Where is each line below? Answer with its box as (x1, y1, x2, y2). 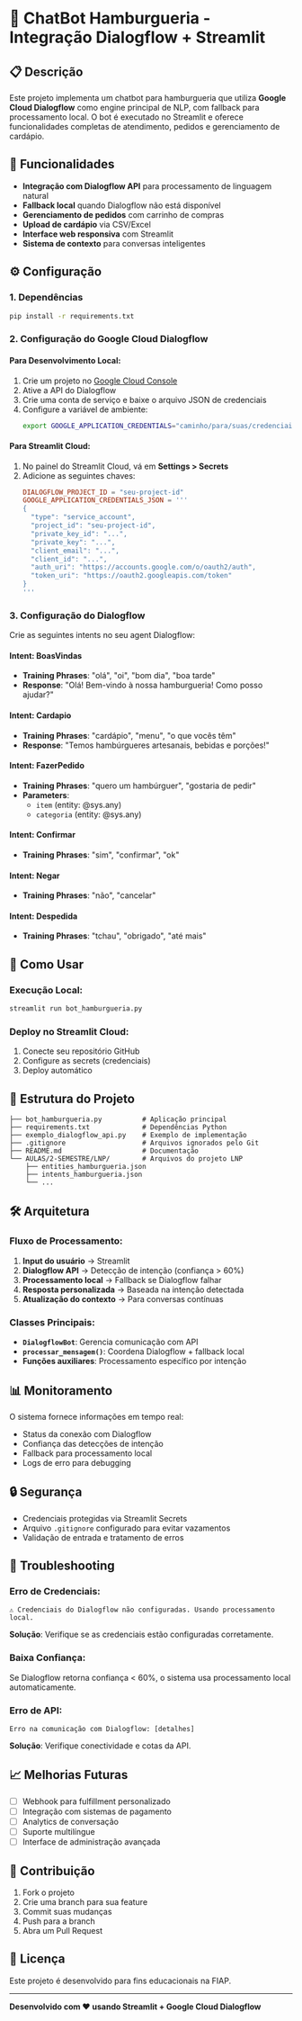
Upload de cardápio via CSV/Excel (22, 219, 151, 229)
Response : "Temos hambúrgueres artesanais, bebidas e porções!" (22, 740, 270, 750)
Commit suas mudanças (22, 1906, 112, 1917)
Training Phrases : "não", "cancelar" (22, 890, 156, 901)
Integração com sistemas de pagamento (22, 1806, 173, 1817)
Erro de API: (9, 1704, 63, 1717)
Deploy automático (22, 1065, 93, 1076)
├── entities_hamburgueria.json (25, 1163, 147, 1172)
